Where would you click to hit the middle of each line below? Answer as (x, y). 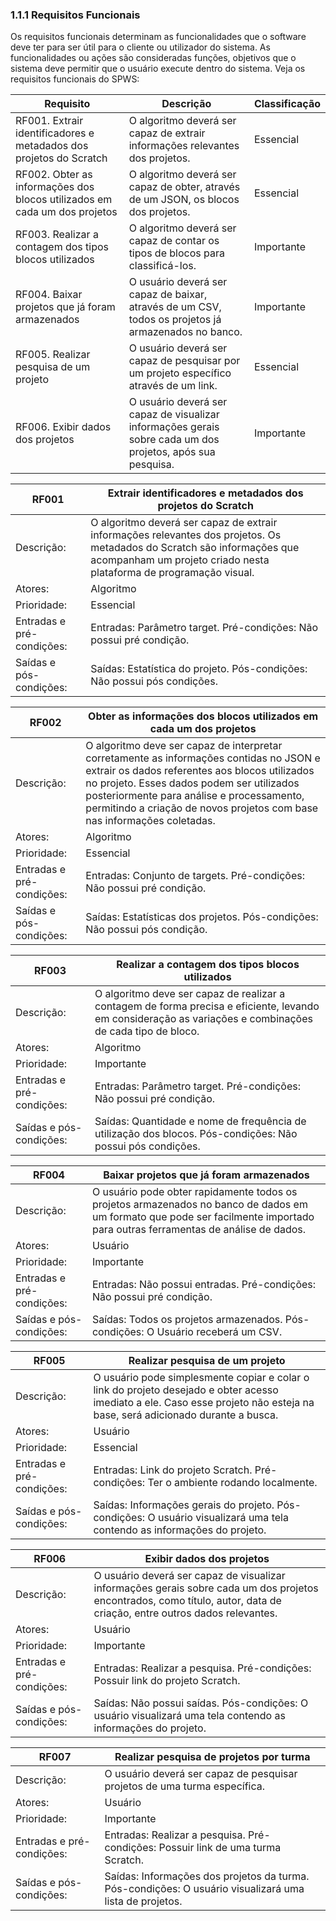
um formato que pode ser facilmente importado (203, 1217)
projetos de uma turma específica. (185, 1786)
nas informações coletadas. (150, 821)
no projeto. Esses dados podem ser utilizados (192, 783)
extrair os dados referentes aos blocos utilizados (200, 771)
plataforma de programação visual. (172, 573)
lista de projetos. (143, 1901)
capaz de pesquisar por (184, 361)
